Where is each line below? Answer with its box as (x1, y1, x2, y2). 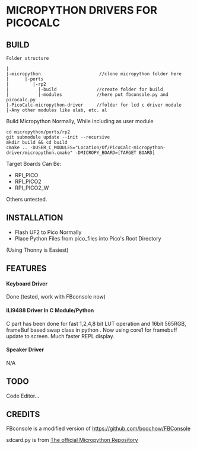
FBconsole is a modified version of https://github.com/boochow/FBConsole (6, 425, 191, 432)
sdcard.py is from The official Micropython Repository (6, 437, 138, 444)
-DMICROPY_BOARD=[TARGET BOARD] (75, 150, 155, 156)
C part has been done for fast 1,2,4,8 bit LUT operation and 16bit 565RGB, (6, 320, 187, 327)
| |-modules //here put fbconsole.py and (6, 92, 169, 98)
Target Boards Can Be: (6, 161, 62, 167)
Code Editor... (6, 392, 40, 399)
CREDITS (6, 409, 40, 419)
